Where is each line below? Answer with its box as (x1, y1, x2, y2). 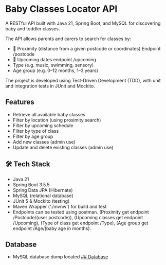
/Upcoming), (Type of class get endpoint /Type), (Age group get (12, 220, 149, 226)
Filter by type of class (12, 128, 59, 134)
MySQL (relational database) (12, 192, 73, 199)
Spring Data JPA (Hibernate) (12, 187, 73, 193)
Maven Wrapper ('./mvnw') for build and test (12, 203, 107, 209)
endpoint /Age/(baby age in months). (12, 225, 91, 232)
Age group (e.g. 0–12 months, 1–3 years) (12, 67, 99, 74)
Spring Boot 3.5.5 (12, 181, 50, 188)
